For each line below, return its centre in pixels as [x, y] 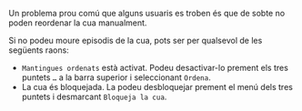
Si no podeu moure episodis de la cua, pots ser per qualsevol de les [136, 40]
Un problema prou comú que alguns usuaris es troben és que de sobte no [147, 13]
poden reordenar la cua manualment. [78, 23]
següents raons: [39, 50]
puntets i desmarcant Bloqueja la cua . [94, 96]
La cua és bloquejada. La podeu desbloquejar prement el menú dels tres [157, 87]
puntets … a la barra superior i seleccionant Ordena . [116, 77]
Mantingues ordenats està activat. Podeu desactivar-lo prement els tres [155, 68]
